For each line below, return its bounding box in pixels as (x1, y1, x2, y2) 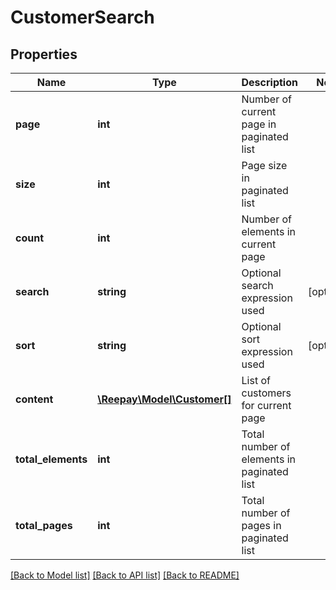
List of (241, 374, 271, 387)
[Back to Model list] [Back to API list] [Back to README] (10, 569, 240, 581)
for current (241, 399, 292, 412)
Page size (241, 159, 288, 172)
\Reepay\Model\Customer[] (97, 392, 232, 406)
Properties (10, 46, 78, 63)
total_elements (15, 452, 88, 466)
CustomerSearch (10, 6, 155, 29)
